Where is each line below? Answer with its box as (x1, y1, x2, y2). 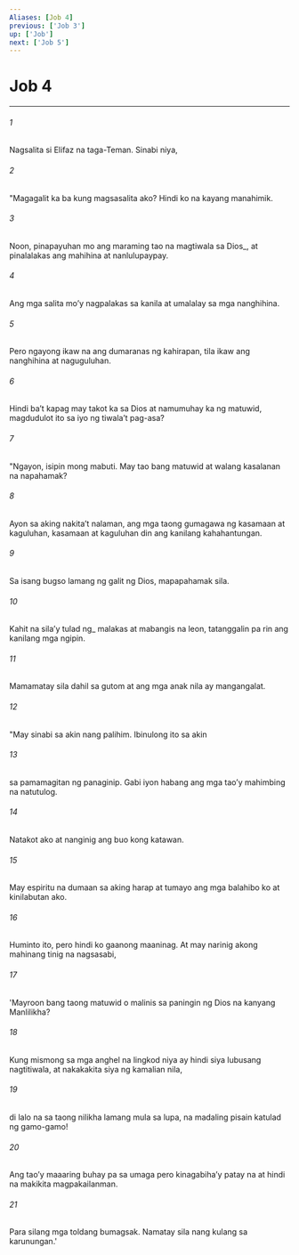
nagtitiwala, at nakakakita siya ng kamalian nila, (9, 1064, 182, 1074)
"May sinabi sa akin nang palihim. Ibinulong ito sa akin (9, 729, 207, 740)
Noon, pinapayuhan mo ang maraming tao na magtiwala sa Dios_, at (9, 240, 258, 251)
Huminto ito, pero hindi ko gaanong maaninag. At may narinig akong (9, 940, 258, 951)
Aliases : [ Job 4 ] (9, 12, 74, 22)
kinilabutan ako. (9, 892, 68, 903)
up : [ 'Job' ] (9, 29, 53, 38)
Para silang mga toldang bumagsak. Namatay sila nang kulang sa (9, 1227, 248, 1237)
